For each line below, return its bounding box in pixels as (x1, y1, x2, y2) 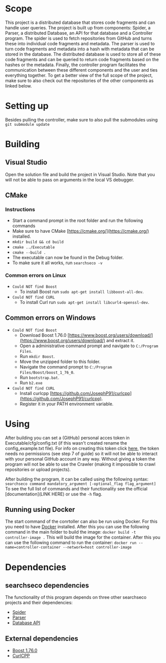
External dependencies (5, 634, 78, 643)
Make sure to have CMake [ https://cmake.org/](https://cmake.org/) (12, 228, 150, 234)
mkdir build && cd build (12, 239, 64, 244)
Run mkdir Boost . (19, 353, 55, 359)
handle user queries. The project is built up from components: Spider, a (5, 24, 151, 30)
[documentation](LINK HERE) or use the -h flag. (5, 491, 103, 497)
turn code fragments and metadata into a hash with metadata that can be (5, 46, 155, 52)
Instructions (5, 206, 36, 213)
